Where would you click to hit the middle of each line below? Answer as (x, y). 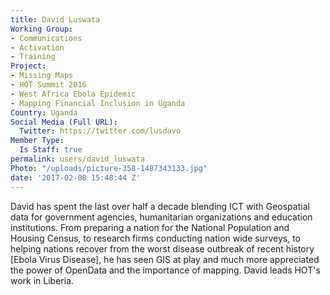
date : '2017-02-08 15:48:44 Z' (75, 177)
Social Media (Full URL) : (64, 122)
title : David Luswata (55, 19)
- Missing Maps (42, 76)
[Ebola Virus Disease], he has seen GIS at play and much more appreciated (165, 259)
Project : (28, 66)
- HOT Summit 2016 (48, 85)
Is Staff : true (51, 150)
